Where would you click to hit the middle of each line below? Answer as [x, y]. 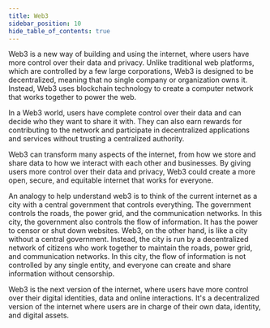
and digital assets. [39, 315]
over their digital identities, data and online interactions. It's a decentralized [134, 298]
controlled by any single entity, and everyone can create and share [120, 265]
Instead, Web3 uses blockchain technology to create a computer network [131, 88]
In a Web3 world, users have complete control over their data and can [125, 113]
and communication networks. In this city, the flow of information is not [127, 257]
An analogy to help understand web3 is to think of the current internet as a [133, 196]
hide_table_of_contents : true [60, 31]
